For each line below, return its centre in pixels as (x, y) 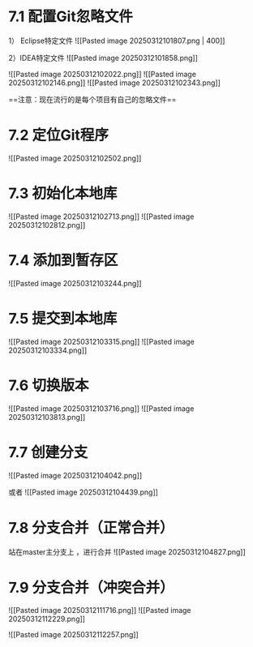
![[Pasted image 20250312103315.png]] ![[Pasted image (101, 341)
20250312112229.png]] (47, 619)
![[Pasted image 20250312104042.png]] (75, 475)
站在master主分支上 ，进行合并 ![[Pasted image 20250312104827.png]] (127, 551)
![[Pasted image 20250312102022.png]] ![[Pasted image (103, 74)
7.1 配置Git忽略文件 (71, 17)
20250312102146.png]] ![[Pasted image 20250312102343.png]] (114, 83)
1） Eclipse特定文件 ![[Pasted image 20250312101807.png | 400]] (117, 41)
